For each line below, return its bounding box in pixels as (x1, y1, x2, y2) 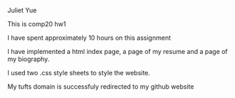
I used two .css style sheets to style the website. (7, 69, 151, 77)
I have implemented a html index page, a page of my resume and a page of (7, 48, 229, 55)
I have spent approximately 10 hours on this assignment (7, 33, 171, 42)
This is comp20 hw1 (7, 20, 66, 28)
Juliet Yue (7, 6, 37, 14)
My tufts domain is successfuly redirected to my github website (7, 82, 194, 91)
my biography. (7, 55, 50, 63)
